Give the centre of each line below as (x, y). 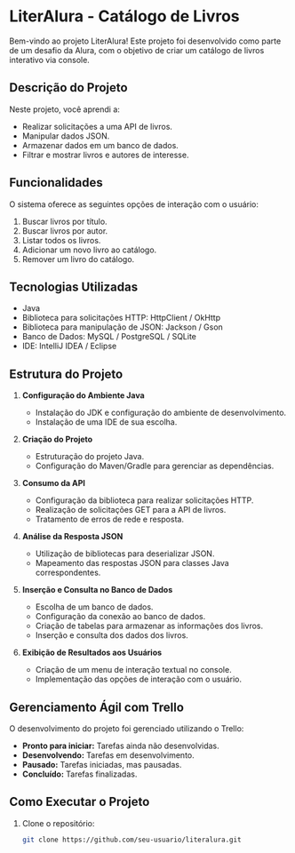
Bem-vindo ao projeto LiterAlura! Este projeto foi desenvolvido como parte (145, 41)
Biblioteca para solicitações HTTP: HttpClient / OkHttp (121, 318)
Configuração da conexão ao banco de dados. (120, 617)
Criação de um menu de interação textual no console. (134, 670)
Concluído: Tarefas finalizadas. (80, 774)
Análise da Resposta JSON (72, 537)
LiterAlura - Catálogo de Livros (124, 16)
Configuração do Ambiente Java (83, 395)
